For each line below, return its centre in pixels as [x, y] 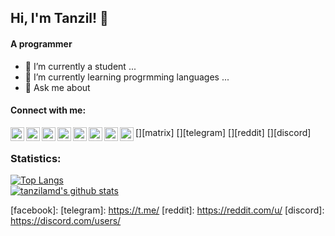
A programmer [41, 43]
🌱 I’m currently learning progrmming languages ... [127, 77]
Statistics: [36, 158]
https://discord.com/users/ [66, 221]
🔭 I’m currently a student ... [80, 66]
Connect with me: [48, 110]
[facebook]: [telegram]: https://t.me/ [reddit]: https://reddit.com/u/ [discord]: [167, 210]
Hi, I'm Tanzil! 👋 [59, 18]
